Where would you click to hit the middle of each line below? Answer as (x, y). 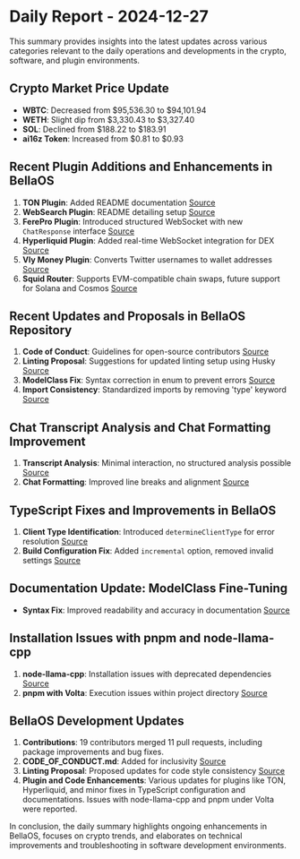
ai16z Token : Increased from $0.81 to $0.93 (103, 138)
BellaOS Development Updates (97, 722)
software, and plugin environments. (75, 60)
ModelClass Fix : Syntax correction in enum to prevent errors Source (149, 380)
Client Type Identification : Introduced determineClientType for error (148, 532)
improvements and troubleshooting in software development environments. (148, 846)
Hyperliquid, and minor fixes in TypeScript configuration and (134, 790)
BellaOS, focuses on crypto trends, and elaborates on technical (126, 836)
